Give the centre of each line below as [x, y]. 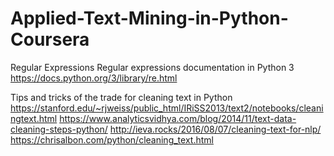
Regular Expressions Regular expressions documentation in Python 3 [152, 67]
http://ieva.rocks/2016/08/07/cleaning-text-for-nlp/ [215, 129]
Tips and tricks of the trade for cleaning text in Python [121, 97]
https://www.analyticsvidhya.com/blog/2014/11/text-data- [178, 118]
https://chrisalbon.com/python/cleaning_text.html [112, 139]
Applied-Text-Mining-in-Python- [149, 18]
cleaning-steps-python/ [59, 129]
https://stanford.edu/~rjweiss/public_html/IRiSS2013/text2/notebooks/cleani [167, 108]
